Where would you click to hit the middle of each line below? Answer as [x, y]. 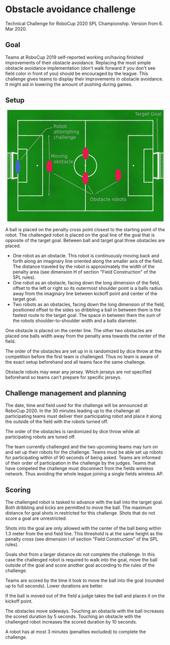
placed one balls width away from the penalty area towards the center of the [85, 336]
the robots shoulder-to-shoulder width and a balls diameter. [75, 320]
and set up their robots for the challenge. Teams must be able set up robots [84, 452]
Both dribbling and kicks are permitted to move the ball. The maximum [79, 507]
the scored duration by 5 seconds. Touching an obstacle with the [73, 616]
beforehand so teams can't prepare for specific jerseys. [63, 377]
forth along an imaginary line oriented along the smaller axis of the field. [88, 261]
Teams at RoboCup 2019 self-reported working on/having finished [74, 57]
